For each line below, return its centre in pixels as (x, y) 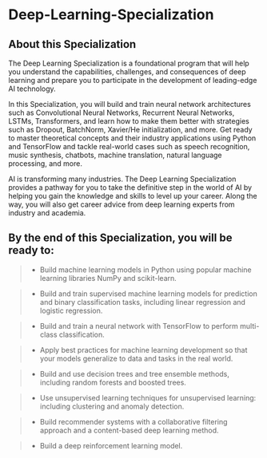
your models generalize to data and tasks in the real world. (136, 358)
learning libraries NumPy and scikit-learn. (108, 278)
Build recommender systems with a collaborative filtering (133, 421)
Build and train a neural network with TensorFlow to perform (139, 326)
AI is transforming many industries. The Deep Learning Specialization (122, 179)
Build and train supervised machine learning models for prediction (149, 294)
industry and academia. (47, 213)
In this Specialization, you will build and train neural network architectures (130, 104)
